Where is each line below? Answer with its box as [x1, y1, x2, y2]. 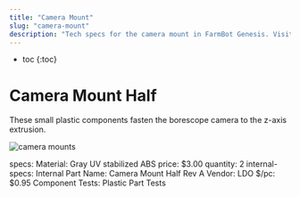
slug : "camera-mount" [9, 21, 90, 30]
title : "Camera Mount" [9, 12, 94, 22]
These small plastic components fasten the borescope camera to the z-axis [9, 115, 287, 126]
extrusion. [9, 124, 46, 135]
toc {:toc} [21, 54, 58, 65]
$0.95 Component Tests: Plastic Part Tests [9, 177, 167, 188]
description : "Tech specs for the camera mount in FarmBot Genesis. [9, 29, 270, 38]
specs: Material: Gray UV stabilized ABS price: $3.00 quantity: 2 [9, 159, 245, 169]
